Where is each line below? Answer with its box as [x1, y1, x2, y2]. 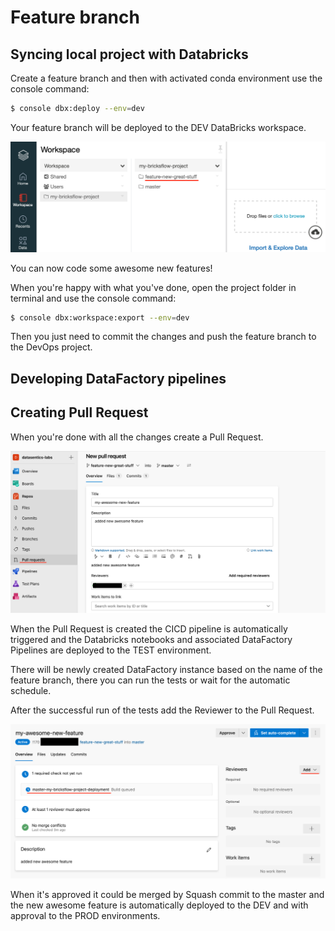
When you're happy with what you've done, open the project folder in [10, 281, 297, 293]
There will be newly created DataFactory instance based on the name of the [10, 664, 323, 676]
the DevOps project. [10, 341, 93, 353]
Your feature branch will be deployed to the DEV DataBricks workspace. [10, 121, 307, 133]
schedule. [10, 685, 52, 697]
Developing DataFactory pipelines [10, 370, 227, 387]
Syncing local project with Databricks [10, 46, 249, 63]
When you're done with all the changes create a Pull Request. [10, 431, 264, 443]
